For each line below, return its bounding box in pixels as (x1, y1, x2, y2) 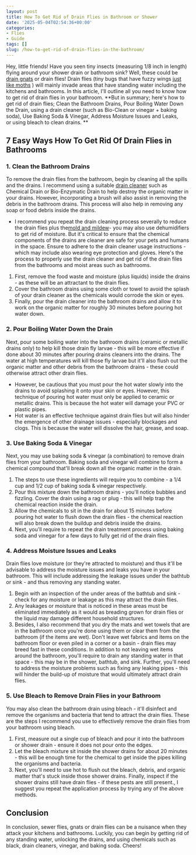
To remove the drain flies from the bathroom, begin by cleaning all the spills (6, 176, 188, 183)
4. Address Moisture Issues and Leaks (6, 546, 117, 555)
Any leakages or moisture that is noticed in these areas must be (14, 603, 168, 610)
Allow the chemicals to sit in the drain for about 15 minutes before (14, 507, 172, 514)
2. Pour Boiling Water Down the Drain (6, 325, 113, 333)
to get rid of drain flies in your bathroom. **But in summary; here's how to (6, 94, 185, 101)
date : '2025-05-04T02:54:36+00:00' (6, 19, 93, 25)
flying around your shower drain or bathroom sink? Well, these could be (6, 69, 178, 76)
